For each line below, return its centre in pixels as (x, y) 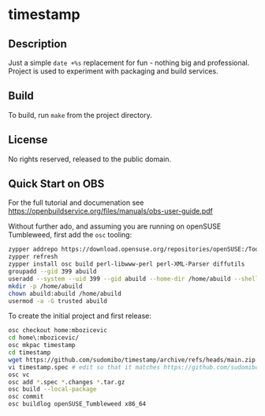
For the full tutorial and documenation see (76, 202)
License (28, 140)
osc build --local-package (52, 389)
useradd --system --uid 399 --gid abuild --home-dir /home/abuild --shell (134, 278)
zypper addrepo (33, 250)
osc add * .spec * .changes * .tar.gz (67, 382)
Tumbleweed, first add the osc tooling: (70, 235)
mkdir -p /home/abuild (45, 286)
